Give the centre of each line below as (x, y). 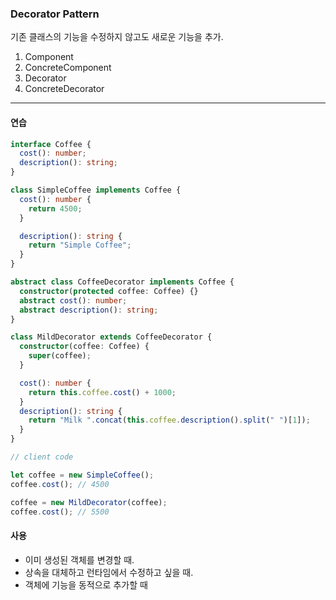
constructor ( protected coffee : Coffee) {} (109, 291)
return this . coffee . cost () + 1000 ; (102, 392)
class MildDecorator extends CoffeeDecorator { (111, 337)
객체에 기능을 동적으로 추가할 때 (86, 584)
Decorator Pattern (55, 14)
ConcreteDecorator (64, 89)
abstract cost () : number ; (73, 300)
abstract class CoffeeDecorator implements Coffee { (122, 282)
